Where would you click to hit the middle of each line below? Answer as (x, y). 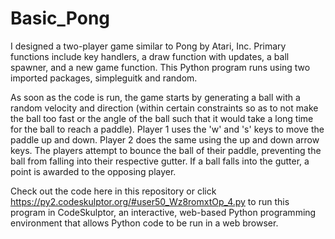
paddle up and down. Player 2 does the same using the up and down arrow (165, 139)
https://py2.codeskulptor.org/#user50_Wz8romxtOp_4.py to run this (150, 201)
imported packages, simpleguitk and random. (104, 78)
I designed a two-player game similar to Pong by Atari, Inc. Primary (148, 46)
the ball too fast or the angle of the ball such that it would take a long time (162, 118)
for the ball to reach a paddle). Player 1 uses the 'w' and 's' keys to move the (167, 129)
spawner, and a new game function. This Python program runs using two (160, 67)
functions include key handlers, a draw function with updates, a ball (150, 56)
